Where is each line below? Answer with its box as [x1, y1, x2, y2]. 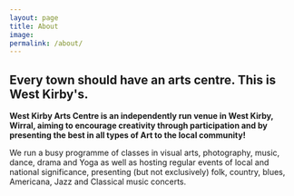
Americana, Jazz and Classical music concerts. [9, 176, 187, 187]
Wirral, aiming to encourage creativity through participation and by [9, 120, 268, 132]
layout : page [9, 13, 59, 23]
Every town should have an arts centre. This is [9, 72, 277, 87]
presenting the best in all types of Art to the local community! [9, 130, 247, 141]
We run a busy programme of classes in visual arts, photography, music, [9, 147, 280, 159]
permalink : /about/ [9, 38, 83, 48]
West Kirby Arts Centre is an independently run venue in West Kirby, [9, 111, 274, 122]
